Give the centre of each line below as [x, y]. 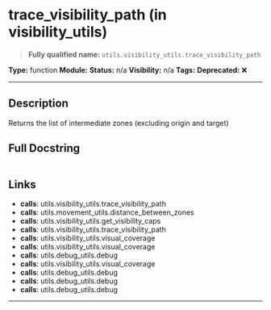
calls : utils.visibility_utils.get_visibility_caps [90, 221]
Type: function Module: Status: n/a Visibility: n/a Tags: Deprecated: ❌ [128, 69]
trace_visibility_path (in [88, 15]
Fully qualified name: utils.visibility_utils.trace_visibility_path [144, 54]
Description [38, 104]
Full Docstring [44, 148]
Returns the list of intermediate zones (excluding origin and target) [119, 123]
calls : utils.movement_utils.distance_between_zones [107, 212]
